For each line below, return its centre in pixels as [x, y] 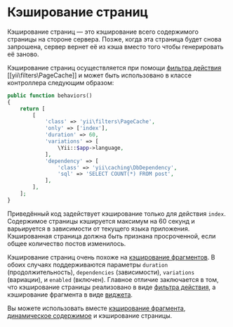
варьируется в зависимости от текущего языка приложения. [99, 229]
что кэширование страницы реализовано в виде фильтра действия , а [112, 287]
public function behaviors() [50, 96]
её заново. [24, 54]
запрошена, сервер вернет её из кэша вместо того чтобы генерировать [115, 46]
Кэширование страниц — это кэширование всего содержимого [103, 32]
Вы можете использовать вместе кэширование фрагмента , [96, 308]
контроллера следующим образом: [61, 82]
